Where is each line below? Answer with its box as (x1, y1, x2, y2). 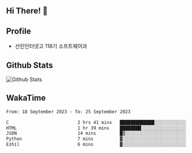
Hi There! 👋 (6, 6, 48, 16)
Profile (6, 26, 31, 36)
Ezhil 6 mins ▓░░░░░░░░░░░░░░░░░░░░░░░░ (6, 142, 186, 148)
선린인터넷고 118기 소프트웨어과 (14, 43, 87, 50)
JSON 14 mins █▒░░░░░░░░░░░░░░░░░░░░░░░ (6, 130, 186, 136)
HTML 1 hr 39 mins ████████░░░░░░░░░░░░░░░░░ (6, 125, 186, 131)
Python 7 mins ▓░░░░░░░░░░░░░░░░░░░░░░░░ (6, 136, 186, 142)
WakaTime (6, 93, 46, 103)
